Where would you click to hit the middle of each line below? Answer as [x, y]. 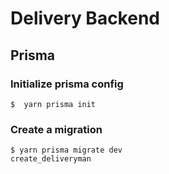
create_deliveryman [51, 159]
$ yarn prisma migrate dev [66, 150]
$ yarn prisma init [53, 104]
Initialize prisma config [67, 84]
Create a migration [56, 129]
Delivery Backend [85, 18]
